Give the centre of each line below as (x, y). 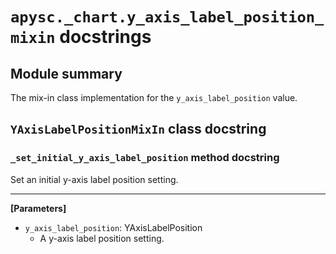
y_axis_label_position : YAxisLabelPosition (113, 227)
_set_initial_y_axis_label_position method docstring (145, 158)
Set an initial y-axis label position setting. (94, 179)
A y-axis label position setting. (102, 238)
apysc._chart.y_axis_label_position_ (167, 17)
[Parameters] (38, 208)
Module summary (66, 73)
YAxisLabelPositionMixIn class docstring (138, 129)
